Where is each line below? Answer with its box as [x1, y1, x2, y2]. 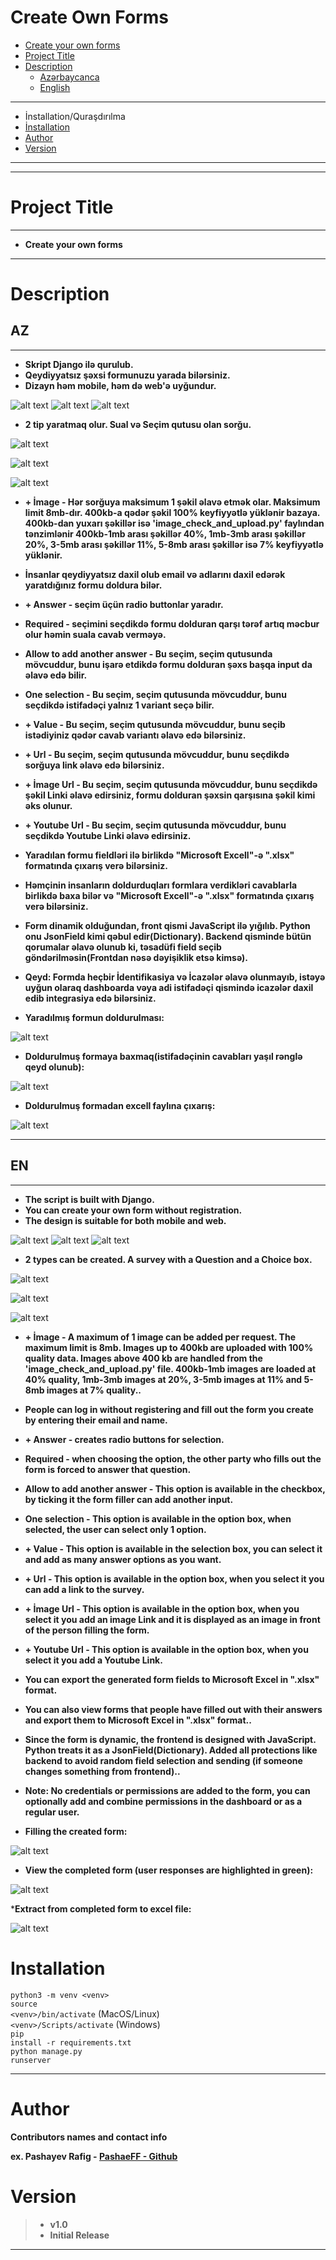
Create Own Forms [10, 6, 170, 29]
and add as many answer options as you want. [24, 1553, 222, 1565]
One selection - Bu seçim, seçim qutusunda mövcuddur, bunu [24, 688, 287, 700]
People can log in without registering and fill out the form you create [24, 1403, 314, 1415]
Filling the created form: [24, 1825, 128, 1837]
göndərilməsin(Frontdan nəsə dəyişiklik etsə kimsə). [24, 951, 249, 963]
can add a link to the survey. [24, 1583, 145, 1595]
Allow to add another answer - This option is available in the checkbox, [24, 1482, 326, 1495]
